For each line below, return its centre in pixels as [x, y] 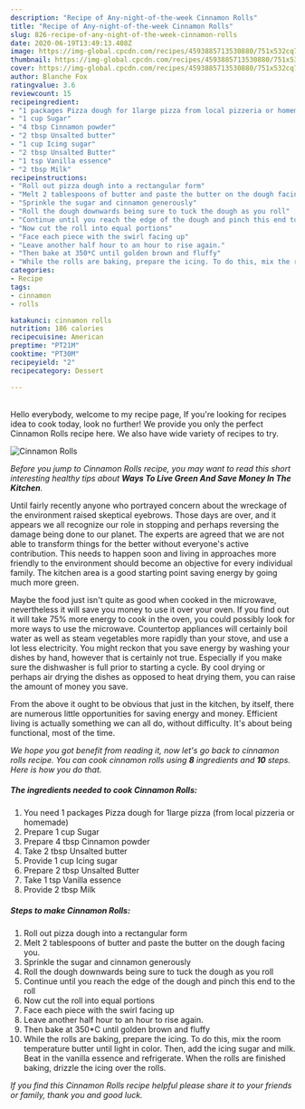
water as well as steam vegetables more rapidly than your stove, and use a [149, 638]
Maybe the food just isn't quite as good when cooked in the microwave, [143, 599]
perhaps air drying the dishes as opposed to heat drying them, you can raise [153, 676]
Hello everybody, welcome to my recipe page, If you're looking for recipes [148, 414]
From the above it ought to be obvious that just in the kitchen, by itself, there [152, 703]
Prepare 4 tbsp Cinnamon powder [86, 842]
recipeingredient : [45, 102]
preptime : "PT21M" [45, 346]
